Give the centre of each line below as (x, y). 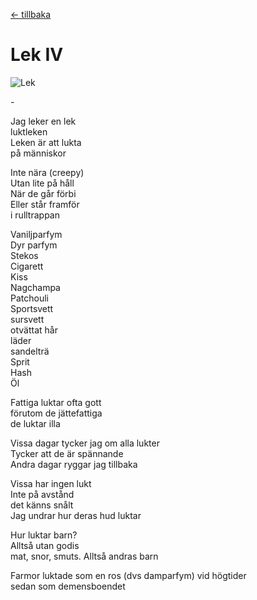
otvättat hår (34, 330)
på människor (38, 153)
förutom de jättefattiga (56, 413)
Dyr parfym (34, 245)
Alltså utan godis (45, 545)
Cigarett (27, 266)
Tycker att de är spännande (67, 453)
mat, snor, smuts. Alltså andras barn (84, 556)
